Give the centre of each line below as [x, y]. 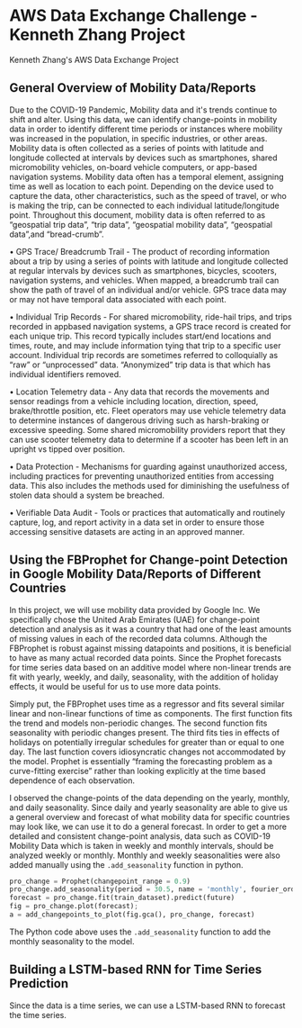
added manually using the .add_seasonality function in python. [127, 864]
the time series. [38, 1014]
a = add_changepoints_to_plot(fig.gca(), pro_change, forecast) [132, 915]
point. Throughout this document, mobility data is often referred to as [138, 215]
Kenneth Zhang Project [98, 35]
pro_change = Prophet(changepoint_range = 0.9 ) [100, 881]
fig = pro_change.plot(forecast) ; [74, 906]
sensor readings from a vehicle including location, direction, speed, [134, 401]
